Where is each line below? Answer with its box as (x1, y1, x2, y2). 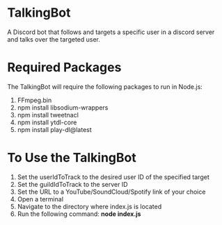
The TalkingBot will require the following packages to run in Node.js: (7, 82, 203, 91)
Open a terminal (17, 194, 64, 203)
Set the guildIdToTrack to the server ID (17, 180, 128, 188)
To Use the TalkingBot (7, 150, 137, 166)
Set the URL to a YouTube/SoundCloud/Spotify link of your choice (17, 187, 206, 196)
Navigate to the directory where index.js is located (17, 202, 162, 210)
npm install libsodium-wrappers (17, 103, 109, 112)
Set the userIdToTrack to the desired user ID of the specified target (17, 172, 210, 181)
